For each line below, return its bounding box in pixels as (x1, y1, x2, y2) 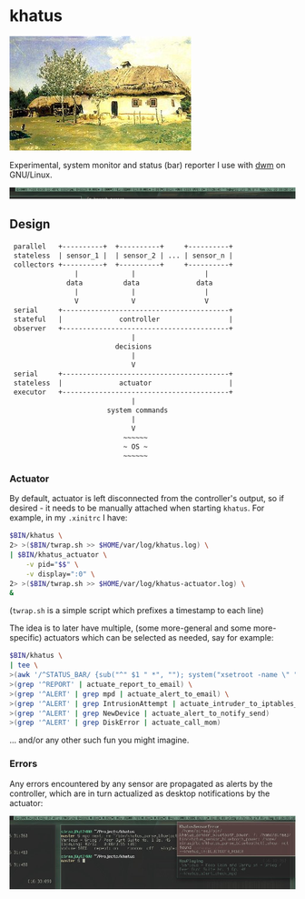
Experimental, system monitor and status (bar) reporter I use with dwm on (9, 159, 286, 170)
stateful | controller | (13, 315, 233, 324)
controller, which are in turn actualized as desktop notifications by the (9, 788, 271, 799)
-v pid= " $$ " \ (25, 560, 79, 569)
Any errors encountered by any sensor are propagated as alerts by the (9, 778, 273, 789)
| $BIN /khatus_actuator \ (9, 550, 107, 560)
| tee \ (9, 661, 39, 670)
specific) (9, 632, 43, 643)
